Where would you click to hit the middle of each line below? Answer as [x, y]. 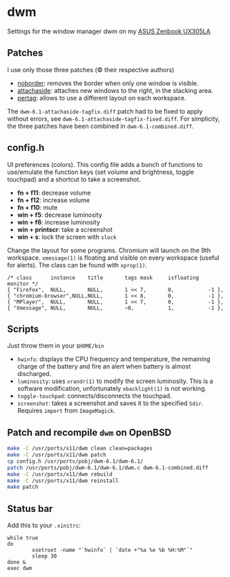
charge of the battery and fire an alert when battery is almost [104, 366]
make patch [23, 487]
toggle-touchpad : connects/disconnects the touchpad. [94, 396]
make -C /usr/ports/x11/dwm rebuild [60, 474]
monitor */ [23, 284]
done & [17, 562]
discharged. [34, 374]
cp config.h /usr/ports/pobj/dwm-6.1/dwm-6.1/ [75, 461]
